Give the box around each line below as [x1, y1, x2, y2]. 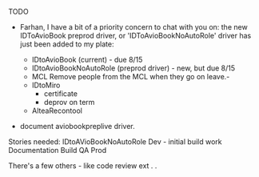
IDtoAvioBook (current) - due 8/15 [31, 55, 143, 64]
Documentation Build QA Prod [8, 146, 107, 155]
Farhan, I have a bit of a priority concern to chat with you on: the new [19, 22, 248, 31]
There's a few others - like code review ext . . [8, 161, 157, 171]
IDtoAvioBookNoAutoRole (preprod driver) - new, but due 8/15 [31, 63, 236, 73]
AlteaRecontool [31, 106, 82, 115]
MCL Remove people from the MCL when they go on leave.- [31, 72, 230, 81]
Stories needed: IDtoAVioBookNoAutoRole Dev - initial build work [8, 137, 222, 147]
